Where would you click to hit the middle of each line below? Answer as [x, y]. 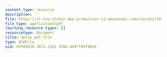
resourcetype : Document [30, 33]
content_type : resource [30, 10]
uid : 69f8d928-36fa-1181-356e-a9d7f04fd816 [51, 47]
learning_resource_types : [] [35, 28]
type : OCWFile [20, 42]
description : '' [22, 14]
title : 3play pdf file [29, 38]
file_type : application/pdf [34, 24]
